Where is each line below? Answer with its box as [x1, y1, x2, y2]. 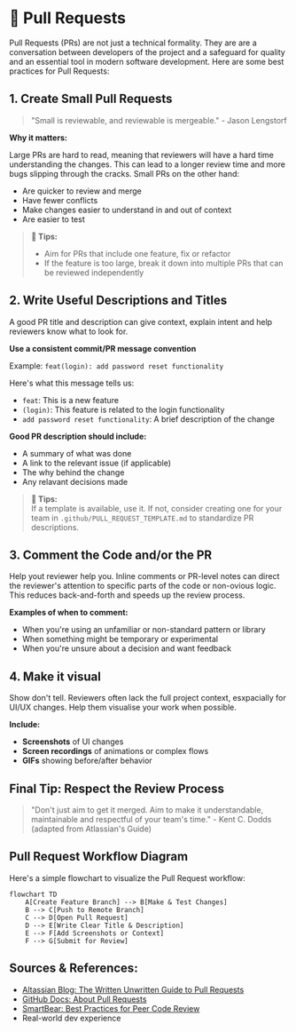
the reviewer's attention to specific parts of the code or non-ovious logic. [9, 581, 277, 591]
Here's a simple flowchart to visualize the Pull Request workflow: [9, 872, 245, 883]
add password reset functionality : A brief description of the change [21, 413, 275, 425]
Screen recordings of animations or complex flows [21, 746, 209, 757]
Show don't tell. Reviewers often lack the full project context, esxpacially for [9, 693, 286, 703]
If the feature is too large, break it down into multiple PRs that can [43, 258, 284, 268]
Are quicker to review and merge [21, 186, 142, 196]
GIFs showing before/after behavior [21, 755, 152, 766]
